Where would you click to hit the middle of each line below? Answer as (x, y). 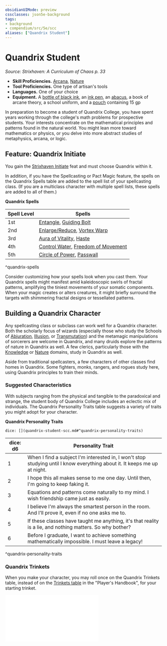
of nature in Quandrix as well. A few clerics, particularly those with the (77, 347)
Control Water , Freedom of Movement (83, 246)
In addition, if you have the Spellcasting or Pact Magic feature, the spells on (83, 176)
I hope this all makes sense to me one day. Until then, (89, 478)
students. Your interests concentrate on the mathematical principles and (79, 122)
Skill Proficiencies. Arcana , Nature (48, 81)
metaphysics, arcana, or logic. (36, 138)
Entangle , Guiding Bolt (65, 222)
